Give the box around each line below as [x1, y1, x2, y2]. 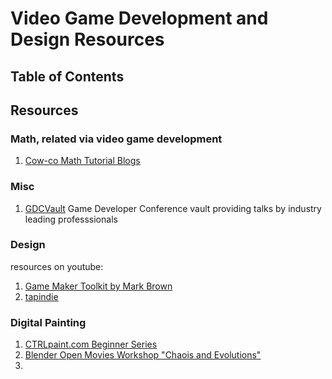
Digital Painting [10, 315, 87, 329]
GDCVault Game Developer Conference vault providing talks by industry [24, 202, 322, 214]
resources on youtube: [10, 260, 104, 272]
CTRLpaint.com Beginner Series [24, 338, 158, 351]
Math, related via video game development [10, 132, 223, 146]
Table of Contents [10, 68, 125, 85]
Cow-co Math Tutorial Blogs [24, 155, 141, 167]
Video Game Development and [10, 7, 269, 30]
